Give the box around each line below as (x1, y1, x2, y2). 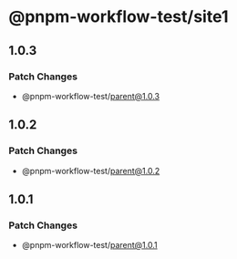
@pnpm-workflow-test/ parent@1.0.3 (21, 90, 160, 101)
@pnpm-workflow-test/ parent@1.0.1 (21, 240, 158, 251)
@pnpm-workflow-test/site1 (8, 6, 229, 27)
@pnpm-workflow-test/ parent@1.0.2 (21, 165, 160, 176)
